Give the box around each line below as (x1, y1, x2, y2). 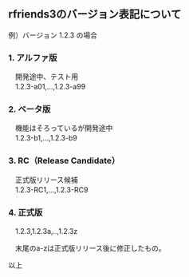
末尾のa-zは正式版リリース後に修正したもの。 (14, 243, 166, 253)
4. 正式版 (8, 207, 43, 218)
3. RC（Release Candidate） (8, 155, 120, 166)
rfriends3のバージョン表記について (8, 7, 182, 22)
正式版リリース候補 (14, 175, 78, 184)
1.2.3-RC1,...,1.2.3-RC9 (14, 184, 89, 194)
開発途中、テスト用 (14, 72, 78, 81)
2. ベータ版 (8, 104, 51, 115)
